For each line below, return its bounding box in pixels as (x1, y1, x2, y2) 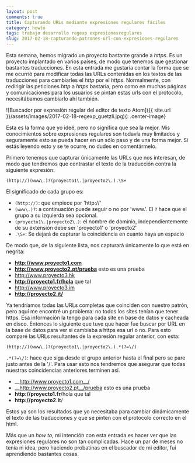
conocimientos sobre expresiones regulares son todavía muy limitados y (6, 130, 180, 137)
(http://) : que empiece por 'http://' (14, 199, 102, 206)
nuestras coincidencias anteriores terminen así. (6, 367, 120, 374)
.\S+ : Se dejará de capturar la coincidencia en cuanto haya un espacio (14, 230, 184, 237)
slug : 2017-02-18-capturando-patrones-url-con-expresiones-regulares (6, 36, 179, 42)
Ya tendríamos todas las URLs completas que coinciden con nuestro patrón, (6, 302, 189, 309)
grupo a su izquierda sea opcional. (14, 212, 98, 219)
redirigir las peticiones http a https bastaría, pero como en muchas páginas (6, 83, 187, 89)
